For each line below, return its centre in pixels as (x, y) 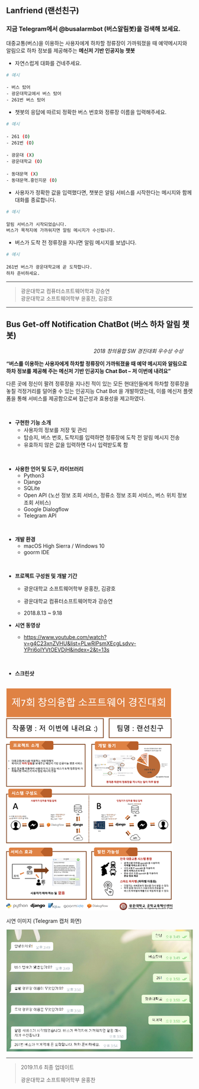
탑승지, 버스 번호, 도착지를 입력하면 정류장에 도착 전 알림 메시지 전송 (102, 437)
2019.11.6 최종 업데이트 (47, 1067)
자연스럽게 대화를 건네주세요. (48, 63)
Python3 (34, 475)
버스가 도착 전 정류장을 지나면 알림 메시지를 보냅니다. (76, 242)
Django (32, 481)
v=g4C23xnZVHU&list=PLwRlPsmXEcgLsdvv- (80, 643)
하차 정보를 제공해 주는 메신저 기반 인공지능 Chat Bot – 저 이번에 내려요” (89, 371)
